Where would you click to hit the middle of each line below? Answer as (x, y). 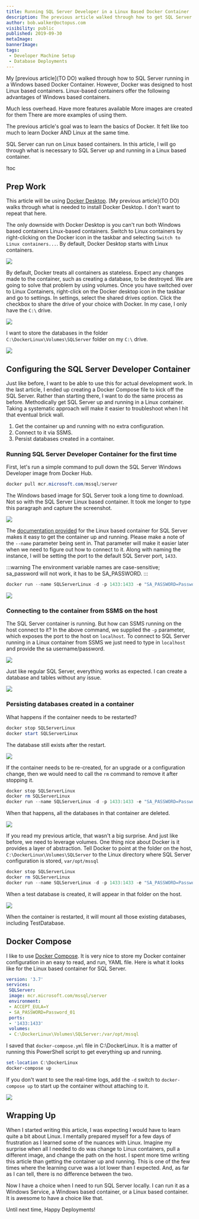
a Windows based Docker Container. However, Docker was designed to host (99, 84)
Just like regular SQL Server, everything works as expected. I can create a (97, 671)
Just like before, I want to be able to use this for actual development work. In (99, 383)
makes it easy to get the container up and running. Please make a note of (95, 537)
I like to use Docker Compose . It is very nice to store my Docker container (96, 956)
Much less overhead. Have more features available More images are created (99, 108)
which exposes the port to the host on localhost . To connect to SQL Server (98, 636)
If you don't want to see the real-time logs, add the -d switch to (83, 1079)
